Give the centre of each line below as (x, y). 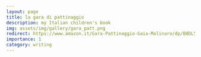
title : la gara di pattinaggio (45, 17)
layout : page (22, 12)
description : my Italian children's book (59, 23)
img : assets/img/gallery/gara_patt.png (56, 28)
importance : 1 (24, 39)
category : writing (29, 45)
